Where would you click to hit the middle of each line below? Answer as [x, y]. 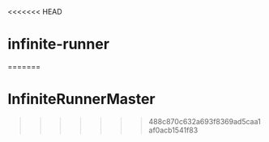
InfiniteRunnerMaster [81, 99]
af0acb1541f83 [173, 130]
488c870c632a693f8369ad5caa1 [205, 121]
